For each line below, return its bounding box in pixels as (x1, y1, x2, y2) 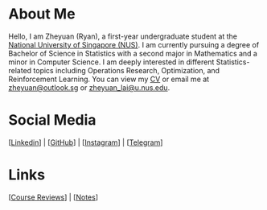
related (8, 65, 32, 75)
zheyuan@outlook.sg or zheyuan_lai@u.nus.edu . (8, 82, 170, 93)
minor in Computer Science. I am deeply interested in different (8, 57, 215, 67)
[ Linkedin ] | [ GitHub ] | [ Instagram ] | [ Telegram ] (8, 138, 163, 147)
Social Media (8, 111, 97, 130)
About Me (8, 5, 76, 23)
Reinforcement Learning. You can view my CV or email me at (8, 74, 210, 84)
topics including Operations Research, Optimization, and (33, 65, 220, 75)
